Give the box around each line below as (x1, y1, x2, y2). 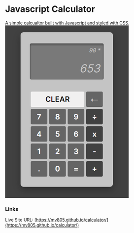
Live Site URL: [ (5, 217, 36, 223)
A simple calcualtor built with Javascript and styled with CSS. (5, 20, 130, 26)
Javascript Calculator (5, 3, 95, 15)
